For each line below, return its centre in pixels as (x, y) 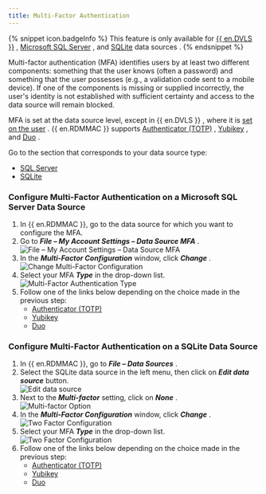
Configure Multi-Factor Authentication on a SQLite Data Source (133, 346)
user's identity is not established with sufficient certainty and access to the (131, 96)
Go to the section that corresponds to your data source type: (108, 152)
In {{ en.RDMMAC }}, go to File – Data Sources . (98, 364)
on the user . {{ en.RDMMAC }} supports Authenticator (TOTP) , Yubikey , (128, 128)
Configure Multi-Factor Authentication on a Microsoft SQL (123, 197)
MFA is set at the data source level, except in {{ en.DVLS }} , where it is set (130, 120)
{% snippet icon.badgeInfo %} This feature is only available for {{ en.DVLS (130, 38)
